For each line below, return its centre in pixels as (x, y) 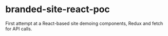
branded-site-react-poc (58, 9)
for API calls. (19, 28)
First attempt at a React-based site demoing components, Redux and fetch (84, 23)
